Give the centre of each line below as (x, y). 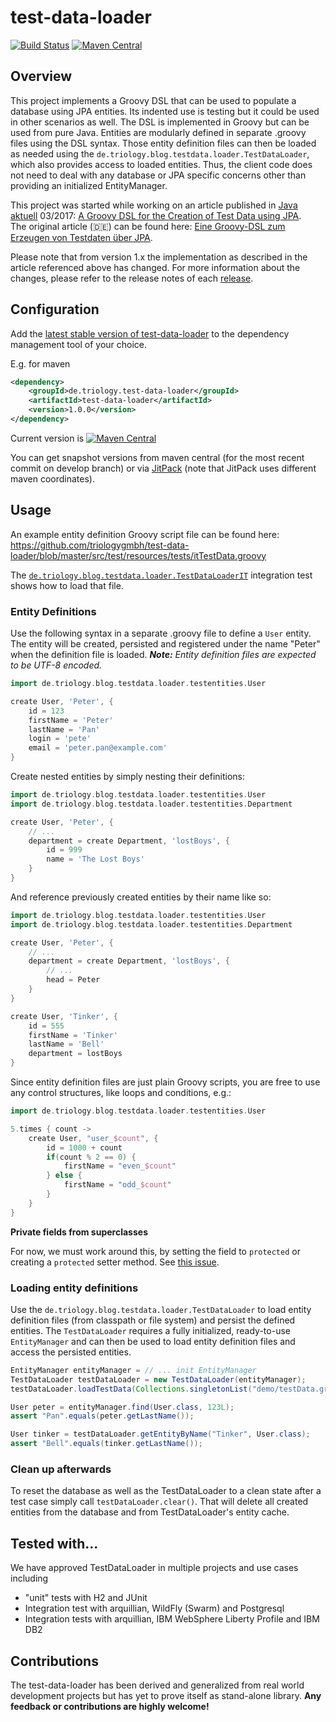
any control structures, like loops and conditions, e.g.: (121, 1093)
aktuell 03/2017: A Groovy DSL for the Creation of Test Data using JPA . (156, 215)
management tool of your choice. (79, 344)
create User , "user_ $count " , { (93, 1138)
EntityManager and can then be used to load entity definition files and (153, 1341)
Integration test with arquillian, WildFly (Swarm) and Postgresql (154, 1608)
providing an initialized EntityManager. (89, 185)
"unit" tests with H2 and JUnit (86, 1598)
